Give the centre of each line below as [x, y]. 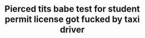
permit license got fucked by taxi [72, 19]
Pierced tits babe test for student [72, 9]
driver [72, 30]
